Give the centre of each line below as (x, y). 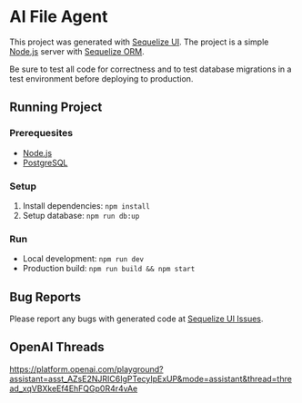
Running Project (56, 108)
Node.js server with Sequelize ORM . (77, 51)
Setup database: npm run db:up (81, 215)
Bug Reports (45, 297)
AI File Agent (59, 17)
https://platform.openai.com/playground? (86, 369)
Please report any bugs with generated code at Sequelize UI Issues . (136, 319)
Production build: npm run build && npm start (109, 269)
